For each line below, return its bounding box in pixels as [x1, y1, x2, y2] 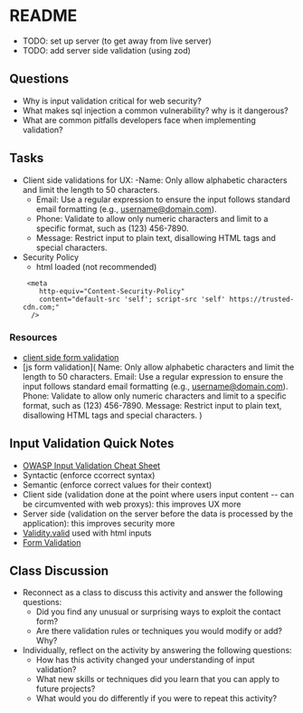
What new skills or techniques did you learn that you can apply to [35, 674, 280, 685]
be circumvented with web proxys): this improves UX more [22, 498, 241, 509]
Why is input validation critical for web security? [22, 95, 202, 106]
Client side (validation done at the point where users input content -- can [22, 488, 295, 499]
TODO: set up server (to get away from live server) [22, 35, 213, 46]
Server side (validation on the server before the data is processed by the [22, 508, 294, 519]
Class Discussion [9, 564, 109, 579]
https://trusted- [229, 294, 295, 304]
